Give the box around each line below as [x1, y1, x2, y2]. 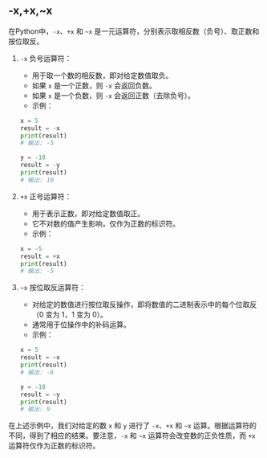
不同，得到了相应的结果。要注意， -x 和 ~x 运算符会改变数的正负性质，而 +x [8, 431, 256, 440]
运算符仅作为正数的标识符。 [8, 441, 100, 451]
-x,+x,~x [8, 4, 53, 18]
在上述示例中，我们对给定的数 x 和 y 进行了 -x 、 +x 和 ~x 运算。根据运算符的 [8, 421, 257, 431]
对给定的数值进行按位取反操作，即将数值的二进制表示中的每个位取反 [31, 300, 257, 309]
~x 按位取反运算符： [19, 283, 87, 292]
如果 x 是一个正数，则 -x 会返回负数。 [31, 80, 156, 90]
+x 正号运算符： [19, 191, 72, 201]
